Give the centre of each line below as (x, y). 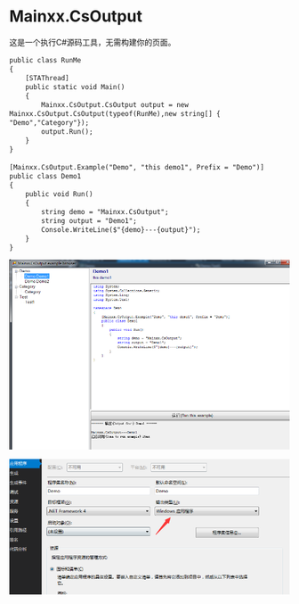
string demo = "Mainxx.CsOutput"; (105, 211)
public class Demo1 (45, 176)
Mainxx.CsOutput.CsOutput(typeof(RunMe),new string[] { (115, 113)
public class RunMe (45, 60)
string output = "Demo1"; (89, 220)
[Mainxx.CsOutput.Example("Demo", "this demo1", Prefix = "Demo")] (137, 167)
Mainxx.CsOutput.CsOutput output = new (115, 104)
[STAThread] (47, 78)
